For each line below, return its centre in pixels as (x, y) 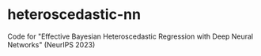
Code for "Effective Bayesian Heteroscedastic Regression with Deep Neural (130, 36)
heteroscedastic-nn (74, 15)
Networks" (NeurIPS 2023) (51, 44)
